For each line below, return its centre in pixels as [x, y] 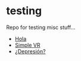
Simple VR [27, 45]
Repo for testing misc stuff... [41, 27]
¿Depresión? [30, 51]
